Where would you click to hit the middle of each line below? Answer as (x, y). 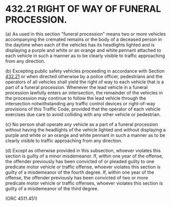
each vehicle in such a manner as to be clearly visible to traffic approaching (85, 55)
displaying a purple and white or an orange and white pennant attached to (83, 50)
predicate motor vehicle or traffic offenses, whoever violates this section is (84, 183)
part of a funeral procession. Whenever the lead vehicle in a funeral (77, 87)
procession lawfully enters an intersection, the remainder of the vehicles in (84, 93)
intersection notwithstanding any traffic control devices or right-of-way (80, 103)
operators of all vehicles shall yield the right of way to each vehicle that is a (85, 82)
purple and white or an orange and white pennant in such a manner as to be (85, 135)
